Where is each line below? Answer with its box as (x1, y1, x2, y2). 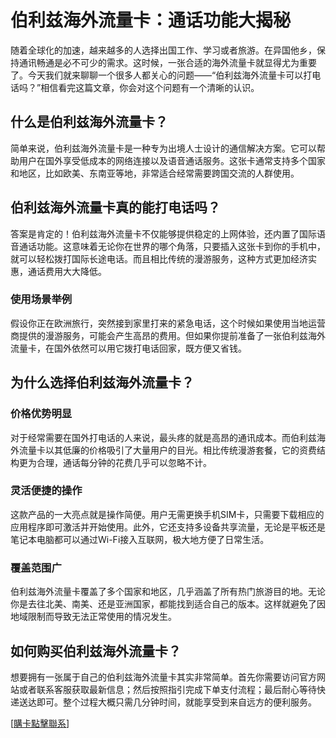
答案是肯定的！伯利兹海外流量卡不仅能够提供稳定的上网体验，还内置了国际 (10, 227, 317, 240)
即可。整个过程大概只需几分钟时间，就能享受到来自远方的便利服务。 (36, 696, 317, 708)
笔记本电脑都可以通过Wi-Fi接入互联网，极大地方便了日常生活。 (10, 533, 270, 545)
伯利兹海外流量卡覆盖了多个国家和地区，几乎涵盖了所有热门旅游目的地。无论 (10, 586, 326, 598)
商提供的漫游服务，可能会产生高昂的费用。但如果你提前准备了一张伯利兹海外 (10, 329, 326, 341)
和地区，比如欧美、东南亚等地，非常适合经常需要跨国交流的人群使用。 (10, 167, 300, 179)
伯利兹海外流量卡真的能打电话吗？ (10, 199, 221, 216)
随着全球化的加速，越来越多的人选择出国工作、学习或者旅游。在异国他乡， (10, 44, 317, 56)
